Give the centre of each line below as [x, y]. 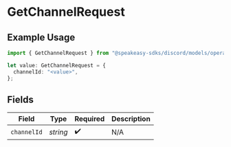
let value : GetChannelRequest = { [57, 65]
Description [131, 119]
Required [90, 119]
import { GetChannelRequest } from [58, 53]
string [58, 132]
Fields [21, 99]
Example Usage [41, 37]
